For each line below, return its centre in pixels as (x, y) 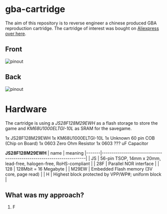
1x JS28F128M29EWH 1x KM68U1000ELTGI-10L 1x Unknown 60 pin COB (80, 138)
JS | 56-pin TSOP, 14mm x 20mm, (126, 158)
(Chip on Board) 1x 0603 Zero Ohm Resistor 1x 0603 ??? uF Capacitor (77, 143)
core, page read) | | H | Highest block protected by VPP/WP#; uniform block (83, 174)
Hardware (26, 109)
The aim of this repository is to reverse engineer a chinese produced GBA (81, 23)
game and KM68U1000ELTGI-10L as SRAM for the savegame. (68, 128)
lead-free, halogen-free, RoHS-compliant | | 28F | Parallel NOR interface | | (82, 164)
